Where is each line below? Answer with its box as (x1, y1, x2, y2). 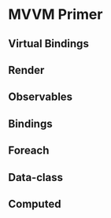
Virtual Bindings (8, 37, 89, 50)
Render (8, 63, 45, 76)
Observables (8, 91, 73, 104)
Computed (8, 197, 61, 210)
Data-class (8, 171, 63, 184)
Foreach (8, 144, 50, 157)
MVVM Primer (8, 6, 103, 24)
